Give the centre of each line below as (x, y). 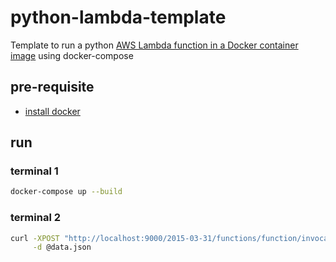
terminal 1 (34, 171)
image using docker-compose (72, 55)
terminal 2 (36, 218)
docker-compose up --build (66, 192)
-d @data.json (62, 247)
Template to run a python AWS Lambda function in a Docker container (154, 45)
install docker (52, 111)
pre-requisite (52, 87)
